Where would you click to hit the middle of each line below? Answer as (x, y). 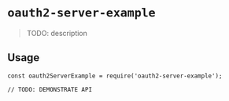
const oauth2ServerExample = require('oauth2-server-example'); (115, 76)
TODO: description (57, 33)
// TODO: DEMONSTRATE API (50, 89)
